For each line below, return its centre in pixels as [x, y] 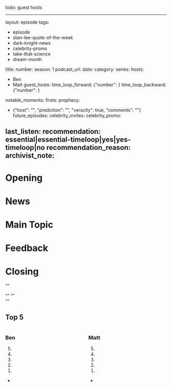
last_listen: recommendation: [53, 132]
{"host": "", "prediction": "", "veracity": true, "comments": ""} [77, 110]
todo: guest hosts [24, 7]
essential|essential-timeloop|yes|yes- [68, 140]
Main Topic [29, 225]
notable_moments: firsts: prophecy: [43, 100]
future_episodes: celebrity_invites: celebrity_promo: [67, 115]
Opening [24, 178]
